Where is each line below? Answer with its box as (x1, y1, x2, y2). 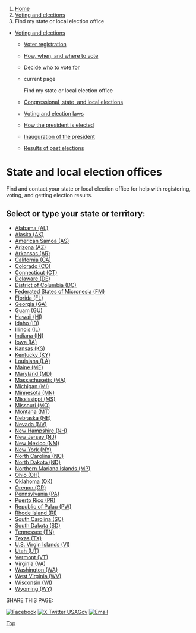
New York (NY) (14, 446, 52, 453)
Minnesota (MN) (14, 389, 55, 396)
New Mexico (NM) (14, 439, 59, 447)
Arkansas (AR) (14, 250, 50, 257)
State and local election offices (6, 166, 162, 179)
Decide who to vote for (23, 64, 80, 71)
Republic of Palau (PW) (14, 503, 72, 510)
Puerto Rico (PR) (14, 497, 56, 504)
